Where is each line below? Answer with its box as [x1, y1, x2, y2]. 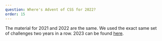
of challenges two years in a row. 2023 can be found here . [5, 30, 124, 36]
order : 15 [5, 12, 26, 17]
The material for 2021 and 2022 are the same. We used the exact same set [5, 25, 157, 31]
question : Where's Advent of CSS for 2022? [5, 7, 96, 12]
